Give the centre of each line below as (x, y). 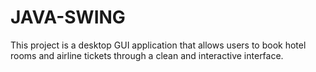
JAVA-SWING (68, 17)
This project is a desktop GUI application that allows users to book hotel (158, 45)
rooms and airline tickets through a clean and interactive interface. (147, 55)
